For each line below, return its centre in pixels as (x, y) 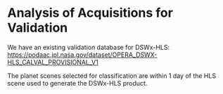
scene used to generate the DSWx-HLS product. (77, 83)
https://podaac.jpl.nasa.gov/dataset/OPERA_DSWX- (82, 55)
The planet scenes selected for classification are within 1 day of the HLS (112, 76)
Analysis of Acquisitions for (90, 13)
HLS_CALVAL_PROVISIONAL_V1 (53, 62)
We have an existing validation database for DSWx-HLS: (89, 47)
